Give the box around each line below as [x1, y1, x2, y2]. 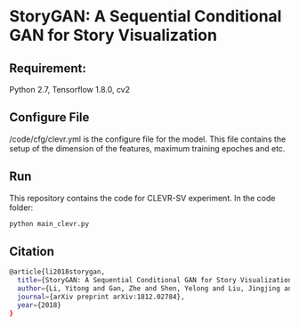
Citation [9, 243, 55, 259]
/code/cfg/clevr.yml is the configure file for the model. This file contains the [9, 134, 287, 144]
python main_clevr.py [9, 219, 90, 228]
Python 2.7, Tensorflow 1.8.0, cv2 [9, 85, 131, 94]
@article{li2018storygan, [9, 267, 105, 277]
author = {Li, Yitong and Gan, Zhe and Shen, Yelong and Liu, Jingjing [17, 284, 280, 293]
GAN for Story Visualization [9, 25, 218, 45]
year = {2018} [17, 300, 62, 309]
